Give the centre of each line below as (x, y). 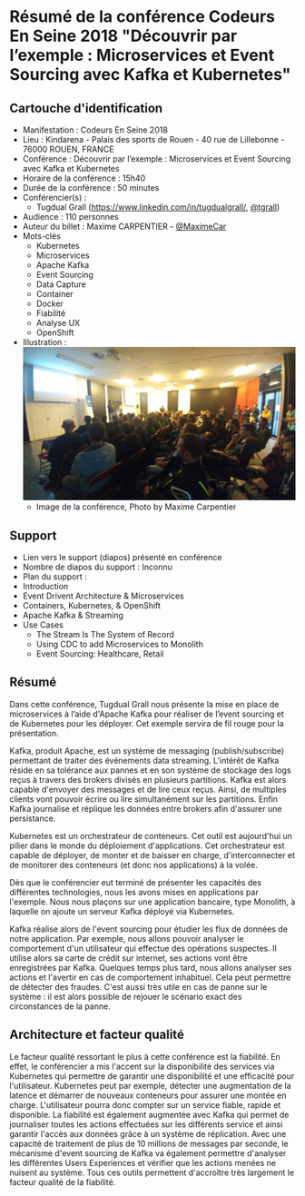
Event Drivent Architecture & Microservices (103, 596)
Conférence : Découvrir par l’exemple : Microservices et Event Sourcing (157, 159)
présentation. (34, 733)
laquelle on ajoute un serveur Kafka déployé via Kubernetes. (122, 911)
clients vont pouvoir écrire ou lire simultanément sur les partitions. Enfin (144, 799)
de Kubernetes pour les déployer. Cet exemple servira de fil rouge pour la (147, 723)
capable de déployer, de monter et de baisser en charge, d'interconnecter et (152, 855)
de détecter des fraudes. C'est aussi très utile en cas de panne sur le (138, 986)
